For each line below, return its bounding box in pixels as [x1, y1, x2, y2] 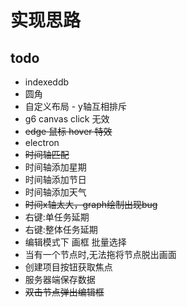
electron [24, 137, 60, 148]
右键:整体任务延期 [24, 224, 98, 235]
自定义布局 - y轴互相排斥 [24, 101, 127, 112]
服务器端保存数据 [24, 274, 96, 285]
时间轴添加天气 [24, 186, 87, 198]
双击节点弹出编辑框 [24, 286, 105, 298]
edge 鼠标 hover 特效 [24, 126, 113, 137]
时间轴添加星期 [24, 161, 87, 173]
